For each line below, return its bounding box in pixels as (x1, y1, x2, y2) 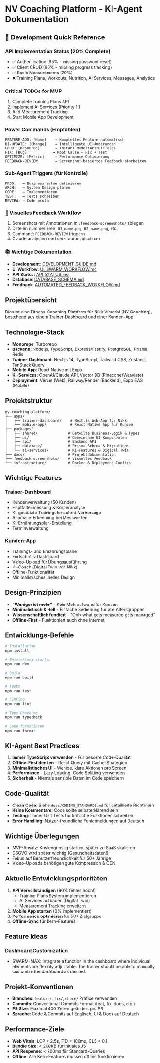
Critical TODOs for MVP (5, 88, 62, 94)
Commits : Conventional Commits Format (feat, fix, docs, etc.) (12, 1001, 135, 1007)
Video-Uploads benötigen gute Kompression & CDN (12, 861, 116, 866)
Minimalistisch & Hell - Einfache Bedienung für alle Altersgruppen (12, 606, 144, 612)
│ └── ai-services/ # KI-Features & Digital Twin (5, 448, 129, 453)
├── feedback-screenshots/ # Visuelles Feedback (5, 456, 112, 461)
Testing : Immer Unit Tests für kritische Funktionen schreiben (12, 813, 134, 819)
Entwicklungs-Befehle (5, 631, 74, 639)
